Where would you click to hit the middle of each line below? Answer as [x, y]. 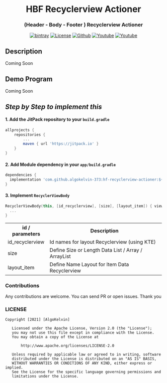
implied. [14, 368]
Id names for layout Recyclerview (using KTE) [103, 242]
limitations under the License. [45, 377]
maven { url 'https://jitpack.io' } [61, 144]
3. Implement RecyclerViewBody [37, 195]
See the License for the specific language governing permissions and [86, 372]
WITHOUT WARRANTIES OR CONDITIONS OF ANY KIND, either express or [82, 363]
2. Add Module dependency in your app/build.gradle [60, 164]
